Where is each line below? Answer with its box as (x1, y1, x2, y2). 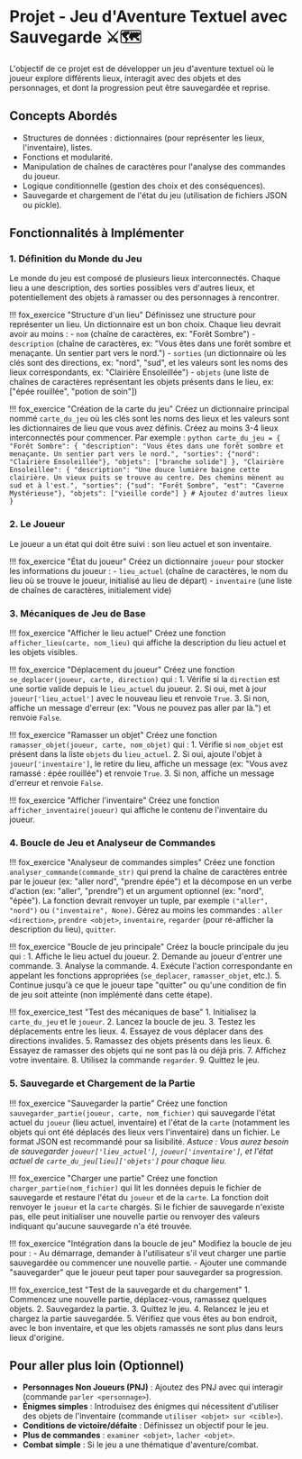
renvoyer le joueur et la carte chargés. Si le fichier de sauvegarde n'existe (9, 1201, 285, 1212)
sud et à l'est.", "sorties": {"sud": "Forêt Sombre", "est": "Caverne (9, 481, 284, 490)
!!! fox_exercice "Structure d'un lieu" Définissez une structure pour (9, 309, 256, 321)
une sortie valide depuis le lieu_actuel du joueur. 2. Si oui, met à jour (9, 683, 268, 695)
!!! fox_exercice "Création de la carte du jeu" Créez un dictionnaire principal (9, 404, 290, 415)
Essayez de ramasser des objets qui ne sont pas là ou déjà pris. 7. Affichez (9, 1045, 287, 1056)
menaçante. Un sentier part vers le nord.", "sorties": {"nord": (9, 450, 260, 459)
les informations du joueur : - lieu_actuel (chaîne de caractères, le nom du (9, 565, 288, 576)
